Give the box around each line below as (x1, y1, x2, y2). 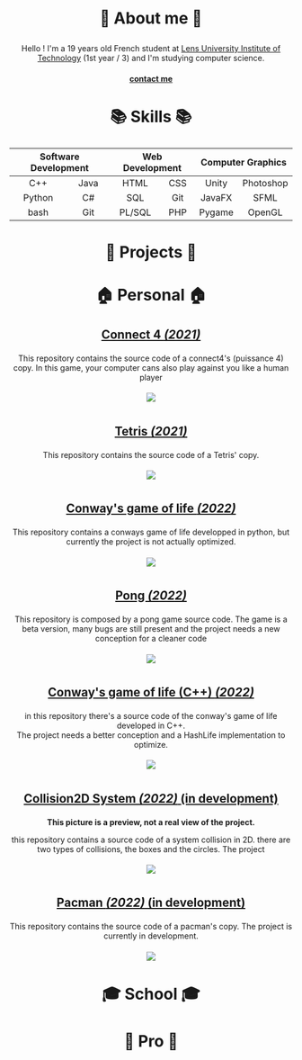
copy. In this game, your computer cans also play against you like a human (13, 362, 289, 373)
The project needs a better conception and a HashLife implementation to (16, 729, 286, 741)
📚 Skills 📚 (110, 106, 192, 127)
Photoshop (242, 176, 289, 189)
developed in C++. (116, 720, 186, 731)
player (138, 372, 164, 382)
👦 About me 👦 (99, 8, 203, 29)
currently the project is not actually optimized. (66, 536, 236, 547)
